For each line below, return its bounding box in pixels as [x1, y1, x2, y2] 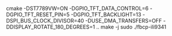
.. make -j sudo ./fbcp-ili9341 [96, 23, 167, 30]
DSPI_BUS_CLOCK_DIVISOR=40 [6, 17, 84, 24]
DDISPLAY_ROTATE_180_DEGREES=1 [6, 23, 95, 30]
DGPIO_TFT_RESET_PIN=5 [6, 11, 70, 18]
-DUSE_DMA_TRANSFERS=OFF [85, 17, 162, 24]
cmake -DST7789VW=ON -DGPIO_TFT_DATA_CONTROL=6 [6, 5, 149, 12]
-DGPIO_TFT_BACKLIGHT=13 [71, 11, 141, 18]
